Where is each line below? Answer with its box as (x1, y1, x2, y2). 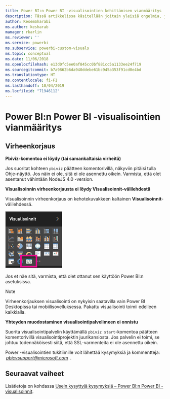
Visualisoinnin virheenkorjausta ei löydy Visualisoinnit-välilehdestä (5, 186, 151, 192)
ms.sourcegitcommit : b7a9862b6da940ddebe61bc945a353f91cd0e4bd (5, 67, 142, 72)
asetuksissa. (5, 278, 31, 284)
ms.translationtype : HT (5, 73, 56, 78)
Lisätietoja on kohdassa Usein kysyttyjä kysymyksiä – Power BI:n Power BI (5, 383, 160, 389)
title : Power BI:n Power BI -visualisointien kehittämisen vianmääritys (5, 8, 162, 13)
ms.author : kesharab (5, 24, 49, 29)
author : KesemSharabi (5, 19, 51, 24)
